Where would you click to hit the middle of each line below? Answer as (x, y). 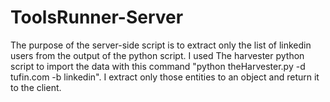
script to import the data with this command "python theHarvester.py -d (158, 66)
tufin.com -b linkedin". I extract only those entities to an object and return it (165, 77)
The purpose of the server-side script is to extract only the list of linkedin (161, 45)
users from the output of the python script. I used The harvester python (157, 55)
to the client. (36, 87)
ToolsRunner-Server (97, 17)
